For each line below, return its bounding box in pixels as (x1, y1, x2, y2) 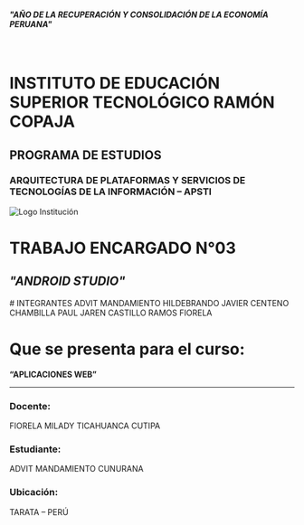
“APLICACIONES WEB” (9, 369, 97, 380)
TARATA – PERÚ (9, 506, 70, 517)
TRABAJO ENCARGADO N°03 (9, 238, 237, 258)
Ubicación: (9, 486, 59, 499)
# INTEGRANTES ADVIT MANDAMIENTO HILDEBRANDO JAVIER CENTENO (9, 297, 290, 308)
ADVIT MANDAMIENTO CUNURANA (9, 464, 144, 474)
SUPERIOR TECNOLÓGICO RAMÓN (9, 92, 275, 113)
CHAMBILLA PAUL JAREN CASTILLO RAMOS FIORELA (9, 307, 213, 318)
